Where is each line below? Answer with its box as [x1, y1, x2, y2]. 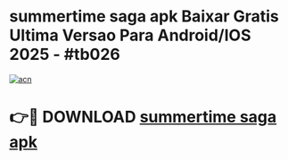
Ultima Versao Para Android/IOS [9, 25, 251, 46]
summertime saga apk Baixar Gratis [9, 6, 279, 27]
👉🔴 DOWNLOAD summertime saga [9, 107, 277, 127]
